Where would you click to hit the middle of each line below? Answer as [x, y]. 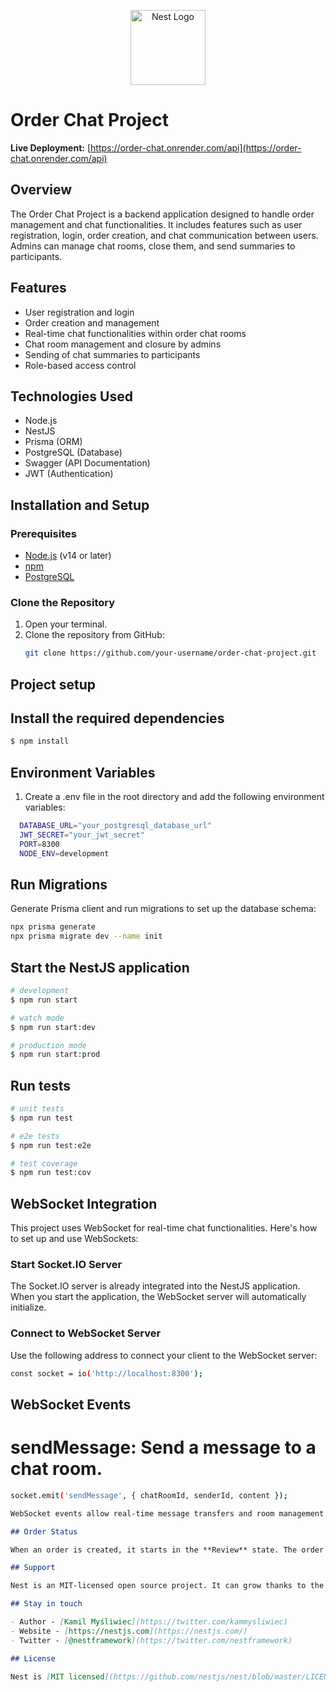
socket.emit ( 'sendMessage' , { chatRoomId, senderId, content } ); [149, 1495]
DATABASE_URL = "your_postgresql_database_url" [116, 826]
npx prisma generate [53, 927]
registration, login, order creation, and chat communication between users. [164, 235]
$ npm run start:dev [53, 1027]
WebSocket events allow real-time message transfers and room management [167, 1513]
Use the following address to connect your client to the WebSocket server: [164, 1355]
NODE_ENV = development [64, 853]
